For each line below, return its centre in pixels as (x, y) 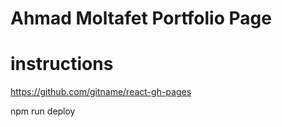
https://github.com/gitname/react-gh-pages (101, 92)
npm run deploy (43, 111)
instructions (62, 64)
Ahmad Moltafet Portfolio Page (141, 18)
